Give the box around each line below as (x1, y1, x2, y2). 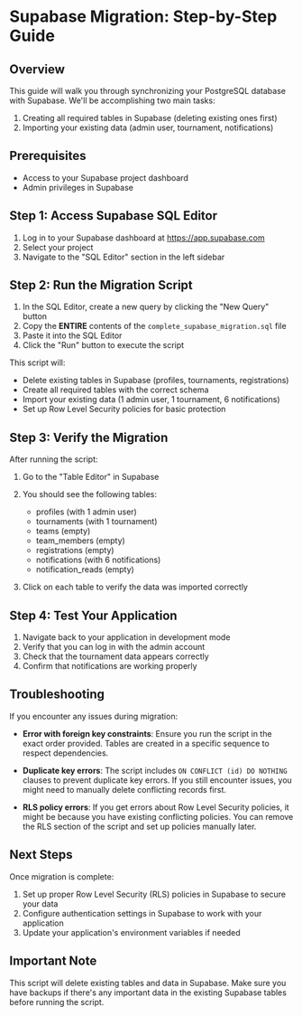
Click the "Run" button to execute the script (22, 340, 185, 351)
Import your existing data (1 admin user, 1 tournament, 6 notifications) (22, 394, 280, 405)
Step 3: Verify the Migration (9, 429, 169, 445)
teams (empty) (35, 526, 91, 537)
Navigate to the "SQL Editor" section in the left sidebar (22, 251, 225, 262)
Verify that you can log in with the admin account (22, 642, 206, 653)
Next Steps (9, 847, 73, 862)
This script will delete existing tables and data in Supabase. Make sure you (9, 977, 287, 988)
